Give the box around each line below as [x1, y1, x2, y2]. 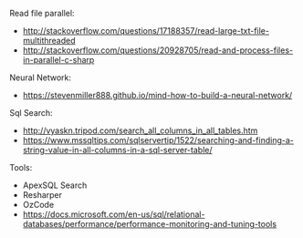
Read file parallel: [9, 8, 75, 18]
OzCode [22, 200, 55, 210]
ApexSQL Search [22, 180, 88, 191]
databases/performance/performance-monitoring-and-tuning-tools [22, 219, 277, 229]
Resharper [22, 190, 62, 200]
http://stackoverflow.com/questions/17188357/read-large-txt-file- [22, 26, 269, 36]
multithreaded [22, 36, 76, 46]
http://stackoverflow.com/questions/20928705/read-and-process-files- [22, 45, 294, 56]
